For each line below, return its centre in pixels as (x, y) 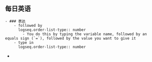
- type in (24, 42)
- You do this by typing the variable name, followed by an (85, 34)
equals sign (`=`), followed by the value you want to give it (71, 38)
